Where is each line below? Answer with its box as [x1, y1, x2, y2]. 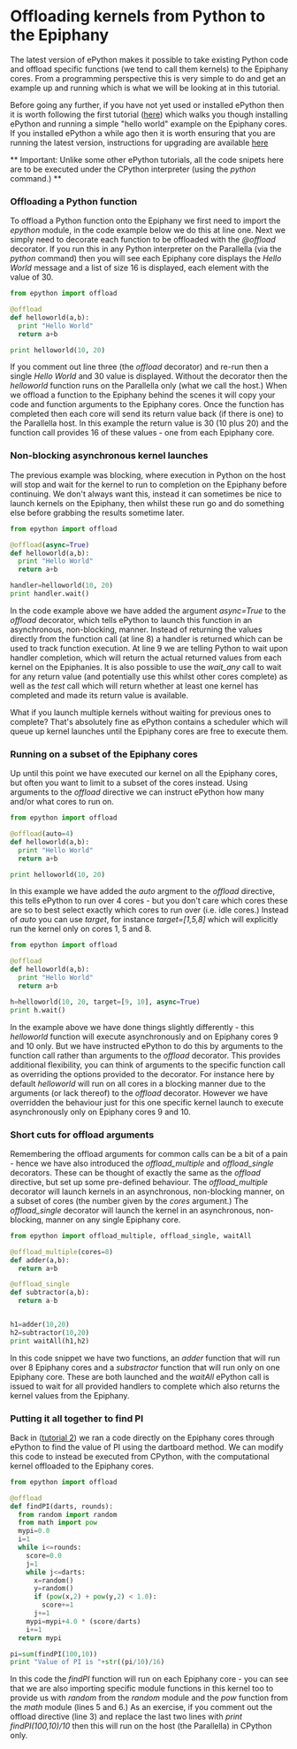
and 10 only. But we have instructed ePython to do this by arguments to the [10, 1040, 284, 1051]
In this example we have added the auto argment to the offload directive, [10, 886, 276, 897]
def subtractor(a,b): [10, 1288, 90, 1298]
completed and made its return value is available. [10, 690, 189, 700]
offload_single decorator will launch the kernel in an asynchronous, [10, 1205, 255, 1215]
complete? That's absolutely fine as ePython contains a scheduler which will [10, 716, 288, 727]
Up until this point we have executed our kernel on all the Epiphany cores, [10, 768, 278, 779]
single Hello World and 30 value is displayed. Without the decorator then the [10, 371, 288, 381]
